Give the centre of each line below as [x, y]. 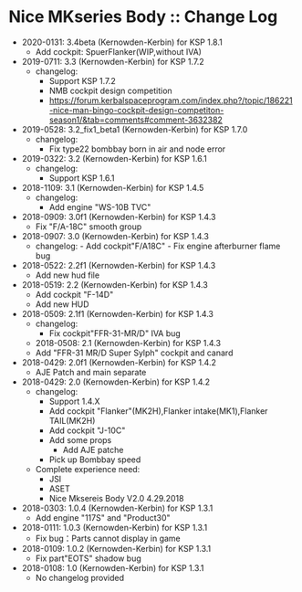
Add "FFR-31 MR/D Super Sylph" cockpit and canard [134, 353]
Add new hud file [68, 275]
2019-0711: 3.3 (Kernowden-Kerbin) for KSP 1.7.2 [113, 61]
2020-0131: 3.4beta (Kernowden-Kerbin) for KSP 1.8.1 [122, 42]
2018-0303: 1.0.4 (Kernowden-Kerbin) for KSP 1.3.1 [117, 508]
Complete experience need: [88, 469]
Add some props [80, 439]
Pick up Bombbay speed [95, 460]
